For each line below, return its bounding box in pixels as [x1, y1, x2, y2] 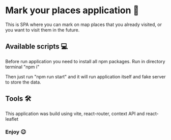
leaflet [5, 116, 19, 122]
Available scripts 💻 [5, 42, 68, 51]
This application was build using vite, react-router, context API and [5, 110, 145, 117]
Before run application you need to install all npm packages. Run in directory [5, 58, 165, 64]
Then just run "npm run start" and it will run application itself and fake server [5, 73, 166, 79]
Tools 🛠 [5, 94, 32, 103]
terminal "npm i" [5, 64, 40, 70]
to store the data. [5, 79, 42, 85]
